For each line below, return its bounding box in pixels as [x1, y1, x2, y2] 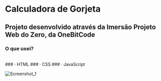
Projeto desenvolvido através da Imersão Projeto [5, 23, 156, 31]
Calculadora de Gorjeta [5, 3, 101, 15]
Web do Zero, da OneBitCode [5, 30, 95, 39]
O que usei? [5, 45, 34, 52]
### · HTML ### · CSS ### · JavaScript [5, 61, 85, 67]
